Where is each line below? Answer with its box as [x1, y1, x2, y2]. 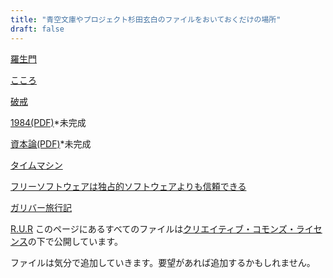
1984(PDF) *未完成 [10, 116, 87, 128]
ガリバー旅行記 [10, 201, 72, 213]
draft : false [10, 24, 65, 34]
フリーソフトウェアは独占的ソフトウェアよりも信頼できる [10, 180, 247, 192]
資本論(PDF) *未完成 [10, 137, 92, 150]
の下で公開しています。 [27, 235, 123, 247]
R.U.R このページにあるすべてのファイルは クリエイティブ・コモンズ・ [10, 222, 297, 235]
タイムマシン [10, 159, 63, 171]
